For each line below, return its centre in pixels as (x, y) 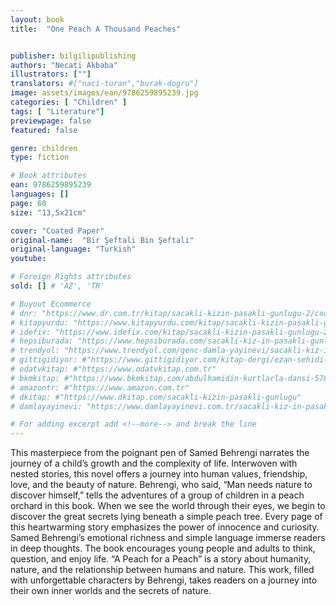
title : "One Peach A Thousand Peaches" (96, 29)
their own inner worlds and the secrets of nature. (111, 591)
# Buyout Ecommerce (51, 304)
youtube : (28, 259)
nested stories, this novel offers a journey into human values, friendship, (159, 474)
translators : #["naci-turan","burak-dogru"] (104, 84)
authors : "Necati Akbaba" (64, 65)
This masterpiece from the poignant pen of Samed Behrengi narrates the (160, 453)
